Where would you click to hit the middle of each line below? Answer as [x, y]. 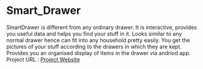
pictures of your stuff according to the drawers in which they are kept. [94, 47]
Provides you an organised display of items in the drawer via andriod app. [98, 53]
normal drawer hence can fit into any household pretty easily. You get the [98, 40]
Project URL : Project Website [43, 59]
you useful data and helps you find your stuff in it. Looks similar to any [94, 33]
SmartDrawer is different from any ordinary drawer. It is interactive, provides [102, 27]
